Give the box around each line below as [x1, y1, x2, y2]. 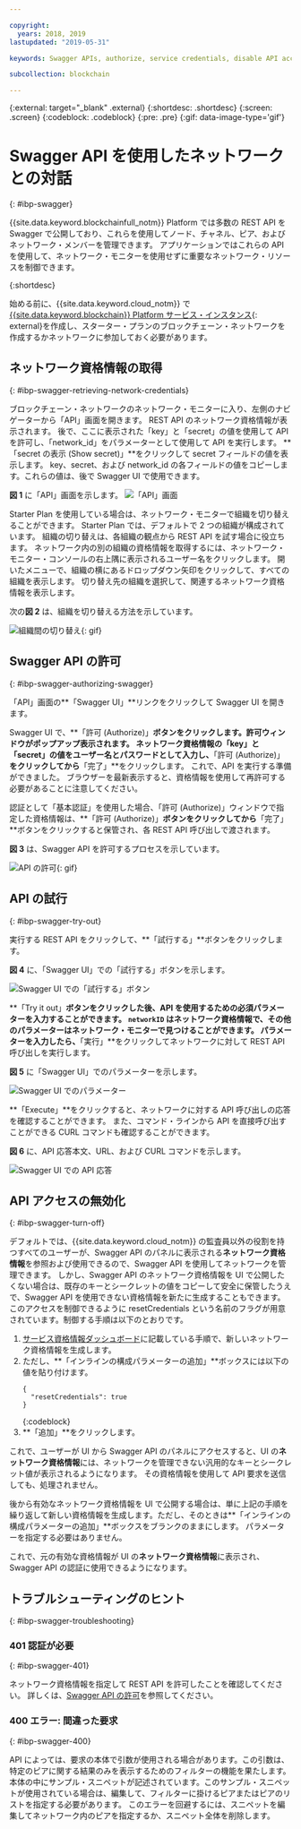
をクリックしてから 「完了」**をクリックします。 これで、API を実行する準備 [9, 760, 292, 771]
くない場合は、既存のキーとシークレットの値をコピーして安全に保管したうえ [9, 1281, 292, 1292]
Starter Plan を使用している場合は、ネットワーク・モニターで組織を [9, 508, 258, 520]
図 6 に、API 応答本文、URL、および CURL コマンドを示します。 [9, 1146, 246, 1156]
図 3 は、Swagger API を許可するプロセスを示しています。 [9, 843, 225, 854]
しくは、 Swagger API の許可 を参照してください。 [34, 1690, 219, 1701]
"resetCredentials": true [30, 1393, 127, 1402]
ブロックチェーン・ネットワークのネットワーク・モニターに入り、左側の [9, 403, 276, 414]
